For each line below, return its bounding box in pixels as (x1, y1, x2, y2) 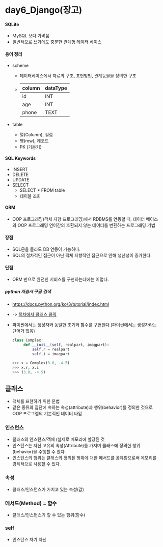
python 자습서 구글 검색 (5, 288, 51, 294)
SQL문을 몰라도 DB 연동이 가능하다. (12, 246, 81, 252)
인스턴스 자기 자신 (12, 536, 47, 542)
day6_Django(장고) (5, 4, 82, 16)
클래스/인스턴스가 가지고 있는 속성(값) (12, 486, 84, 492)
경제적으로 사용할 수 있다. (12, 461, 61, 467)
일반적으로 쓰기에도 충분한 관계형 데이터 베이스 (12, 39, 102, 45)
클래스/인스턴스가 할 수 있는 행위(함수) (12, 512, 85, 518)
